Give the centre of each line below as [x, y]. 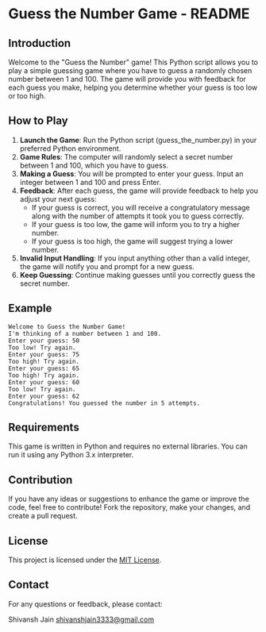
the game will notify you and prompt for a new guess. [107, 266]
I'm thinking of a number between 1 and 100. [85, 333]
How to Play [39, 121]
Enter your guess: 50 [44, 341]
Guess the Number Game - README [129, 14]
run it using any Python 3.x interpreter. [71, 455]
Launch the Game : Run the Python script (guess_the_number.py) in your [138, 140]
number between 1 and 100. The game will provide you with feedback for [127, 79]
